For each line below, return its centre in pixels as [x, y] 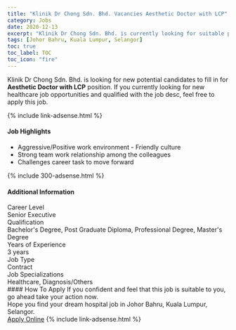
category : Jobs [29, 20]
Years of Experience [37, 245]
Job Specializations [36, 275]
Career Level [26, 207]
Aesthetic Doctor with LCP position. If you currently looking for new [106, 87]
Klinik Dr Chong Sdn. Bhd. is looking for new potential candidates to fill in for [118, 79]
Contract [20, 267]
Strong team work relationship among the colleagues [94, 154]
